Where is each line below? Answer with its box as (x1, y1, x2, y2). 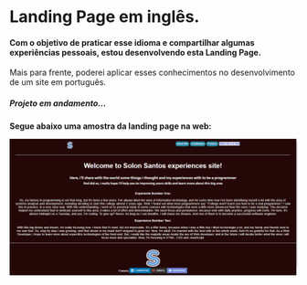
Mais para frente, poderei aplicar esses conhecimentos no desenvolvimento (9, 67, 295, 79)
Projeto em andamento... (9, 98, 107, 109)
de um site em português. (9, 77, 107, 88)
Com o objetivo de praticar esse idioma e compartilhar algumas (9, 37, 255, 47)
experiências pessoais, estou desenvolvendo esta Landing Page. (9, 47, 262, 58)
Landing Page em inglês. (9, 6, 200, 27)
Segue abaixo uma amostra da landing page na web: (9, 121, 212, 132)
